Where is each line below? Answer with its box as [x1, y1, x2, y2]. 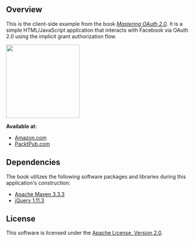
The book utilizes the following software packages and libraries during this [6, 173, 186, 180]
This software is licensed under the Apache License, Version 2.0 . [6, 229, 163, 237]
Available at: [6, 123, 37, 130]
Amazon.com [14, 134, 47, 141]
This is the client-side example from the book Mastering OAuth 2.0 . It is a [6, 20, 183, 27]
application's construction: [6, 179, 70, 186]
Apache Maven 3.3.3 [14, 190, 65, 197]
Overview [6, 5, 43, 15]
